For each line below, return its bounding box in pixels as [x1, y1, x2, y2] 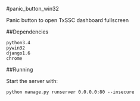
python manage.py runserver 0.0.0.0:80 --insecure [6, 89, 135, 95]
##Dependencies [6, 28, 49, 35]
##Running [6, 66, 33, 73]
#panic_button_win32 [6, 5, 60, 12]
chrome [6, 56, 23, 62]
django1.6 [6, 50, 31, 56]
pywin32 [6, 45, 26, 51]
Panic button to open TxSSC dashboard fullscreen [6, 17, 129, 23]
